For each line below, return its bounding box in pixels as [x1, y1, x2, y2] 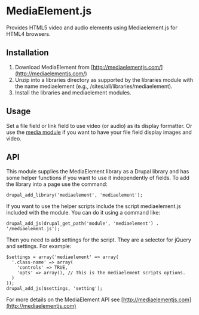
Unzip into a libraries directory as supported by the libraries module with [14, 76, 193, 83]
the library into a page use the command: [6, 181, 108, 188]
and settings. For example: [6, 243, 72, 250]
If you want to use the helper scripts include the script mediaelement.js [6, 203, 181, 210]
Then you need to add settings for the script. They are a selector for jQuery [6, 236, 191, 243]
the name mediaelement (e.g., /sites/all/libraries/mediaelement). [14, 82, 173, 90]
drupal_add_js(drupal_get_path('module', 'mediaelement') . [6, 221, 160, 227]
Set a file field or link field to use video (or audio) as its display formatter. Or [6, 122, 192, 129]
